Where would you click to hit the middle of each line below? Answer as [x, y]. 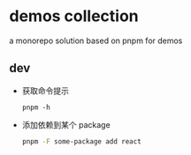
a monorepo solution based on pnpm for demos [96, 41]
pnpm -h [36, 107]
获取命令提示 [45, 91]
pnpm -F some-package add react [81, 141]
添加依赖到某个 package [66, 124]
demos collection [74, 16]
